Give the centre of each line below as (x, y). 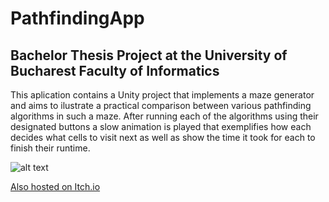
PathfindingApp (77, 18)
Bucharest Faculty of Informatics (115, 70)
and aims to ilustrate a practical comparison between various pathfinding (161, 105)
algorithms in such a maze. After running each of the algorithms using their (164, 116)
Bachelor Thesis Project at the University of (149, 55)
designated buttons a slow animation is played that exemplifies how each (161, 126)
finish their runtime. (50, 148)
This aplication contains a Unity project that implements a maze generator (162, 95)
